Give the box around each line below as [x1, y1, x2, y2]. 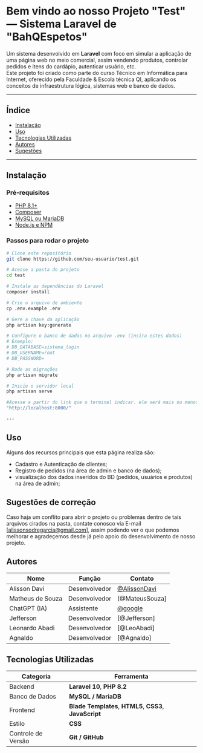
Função [79, 575, 101, 583]
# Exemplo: [6, 339, 34, 345]
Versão [9, 737, 30, 745]
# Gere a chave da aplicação [6, 316, 80, 322]
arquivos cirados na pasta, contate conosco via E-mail [6, 520, 142, 527]
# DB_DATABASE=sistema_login [6, 344, 80, 350]
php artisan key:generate [6, 322, 71, 328]
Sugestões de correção [6, 497, 96, 507]
